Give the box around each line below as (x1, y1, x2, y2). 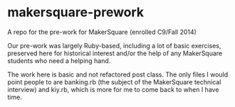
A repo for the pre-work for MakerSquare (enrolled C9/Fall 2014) (7, 28, 197, 36)
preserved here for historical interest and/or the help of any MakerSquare (7, 49, 223, 57)
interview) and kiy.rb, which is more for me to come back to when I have (7, 85, 219, 94)
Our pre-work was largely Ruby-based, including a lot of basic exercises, (7, 41, 221, 50)
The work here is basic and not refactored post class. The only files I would (7, 70, 229, 79)
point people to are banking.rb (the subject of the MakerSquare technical (7, 77, 221, 86)
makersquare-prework (7, 4, 145, 21)
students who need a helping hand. (7, 56, 111, 64)
